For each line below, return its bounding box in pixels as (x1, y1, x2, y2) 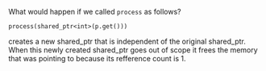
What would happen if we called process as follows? (8, 7, 181, 16)
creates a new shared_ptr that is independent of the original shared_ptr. (8, 36, 246, 46)
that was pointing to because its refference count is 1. (8, 54, 186, 63)
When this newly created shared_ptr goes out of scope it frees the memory (8, 45, 258, 55)
